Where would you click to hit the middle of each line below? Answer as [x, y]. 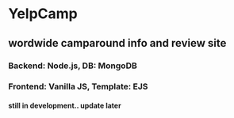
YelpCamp [43, 14]
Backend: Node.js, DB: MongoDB [73, 66]
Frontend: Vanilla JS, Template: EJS [78, 86]
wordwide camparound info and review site [117, 43]
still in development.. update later [65, 106]
